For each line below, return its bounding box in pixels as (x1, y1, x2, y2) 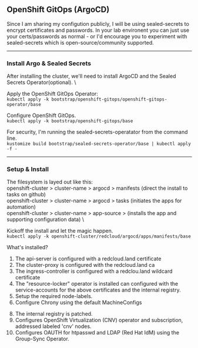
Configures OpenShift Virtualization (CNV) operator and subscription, (15, 317, 183, 324)
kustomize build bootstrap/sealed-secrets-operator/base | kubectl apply (6, 141, 192, 147)
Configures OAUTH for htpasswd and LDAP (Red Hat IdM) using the (15, 329, 180, 336)
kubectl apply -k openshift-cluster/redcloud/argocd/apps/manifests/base (6, 233, 192, 240)
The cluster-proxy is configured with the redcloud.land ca (15, 262, 155, 269)
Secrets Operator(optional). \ (6, 79, 76, 86)
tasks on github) (6, 191, 46, 198)
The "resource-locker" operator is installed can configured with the (15, 280, 179, 287)
